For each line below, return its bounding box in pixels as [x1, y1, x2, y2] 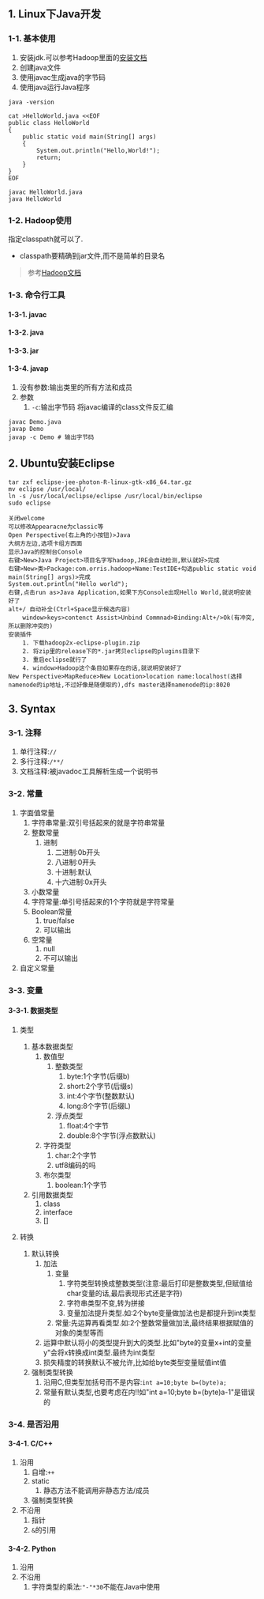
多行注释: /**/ [19, 757, 65, 766]
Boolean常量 [31, 906, 73, 916]
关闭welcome [8, 514, 45, 522]
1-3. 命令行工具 [8, 289, 65, 301]
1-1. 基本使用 [8, 33, 57, 44]
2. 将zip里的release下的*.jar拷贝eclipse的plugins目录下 [22, 647, 200, 655]
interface [43, 1207, 73, 1216]
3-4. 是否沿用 [8, 1419, 59, 1430]
